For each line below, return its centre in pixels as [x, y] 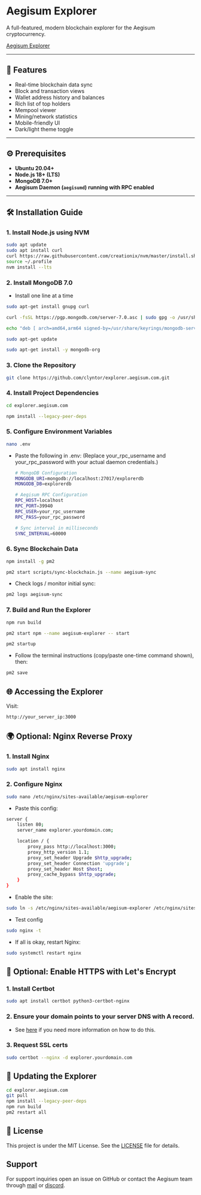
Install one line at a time [44, 296]
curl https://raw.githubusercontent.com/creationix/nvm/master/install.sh [101, 256]
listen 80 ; [31, 825]
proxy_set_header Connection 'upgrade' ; [79, 863]
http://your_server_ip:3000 [41, 717]
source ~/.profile [29, 261]
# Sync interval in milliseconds [57, 528]
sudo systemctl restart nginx [44, 953]
